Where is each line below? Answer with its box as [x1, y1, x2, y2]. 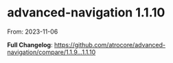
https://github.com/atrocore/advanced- [54, 40, 166, 49]
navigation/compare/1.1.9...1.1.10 [7, 48, 96, 56]
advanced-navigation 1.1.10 [7, 5, 165, 21]
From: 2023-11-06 [7, 27, 58, 36]
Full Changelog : [7, 40, 53, 49]
